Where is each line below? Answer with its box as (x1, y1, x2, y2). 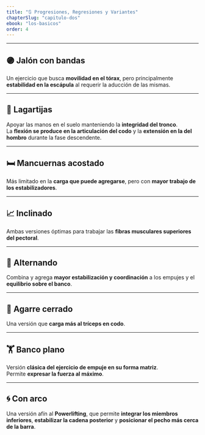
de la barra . (6, 423, 36, 430)
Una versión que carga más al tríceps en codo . (6, 320, 126, 328)
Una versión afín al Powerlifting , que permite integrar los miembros (6, 410, 178, 417)
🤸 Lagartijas (6, 105, 53, 115)
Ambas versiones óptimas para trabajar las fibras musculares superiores (6, 227, 192, 235)
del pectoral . (6, 234, 39, 241)
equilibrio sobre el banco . (6, 280, 72, 288)
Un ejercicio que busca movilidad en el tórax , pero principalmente (6, 75, 174, 82)
